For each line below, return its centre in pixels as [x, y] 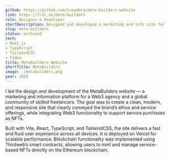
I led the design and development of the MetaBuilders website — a [75, 91]
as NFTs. [15, 118]
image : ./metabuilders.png [34, 72]
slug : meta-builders [27, 29]
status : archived [24, 34]
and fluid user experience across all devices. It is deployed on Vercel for [81, 133]
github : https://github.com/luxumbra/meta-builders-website [70, 10]
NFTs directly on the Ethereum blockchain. [64, 150]
